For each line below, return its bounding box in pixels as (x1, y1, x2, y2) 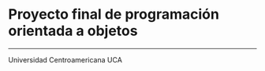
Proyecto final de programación (8, 5, 219, 23)
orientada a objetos (8, 22, 138, 40)
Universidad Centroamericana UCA (8, 55, 122, 64)
